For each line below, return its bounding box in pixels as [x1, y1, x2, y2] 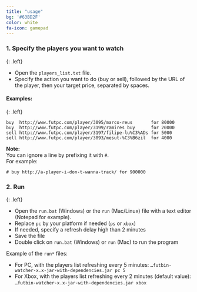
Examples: [6, 95, 32, 102]
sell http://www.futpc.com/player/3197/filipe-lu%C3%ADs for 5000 [6, 130, 172, 136]
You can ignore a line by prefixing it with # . [6, 151, 109, 159]
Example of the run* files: [6, 250, 68, 257]
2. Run [6, 183, 25, 191]
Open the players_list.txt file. [14, 69, 92, 76]
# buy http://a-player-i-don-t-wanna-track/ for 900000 [6, 169, 146, 175]
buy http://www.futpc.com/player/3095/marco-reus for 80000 [6, 119, 175, 125]
